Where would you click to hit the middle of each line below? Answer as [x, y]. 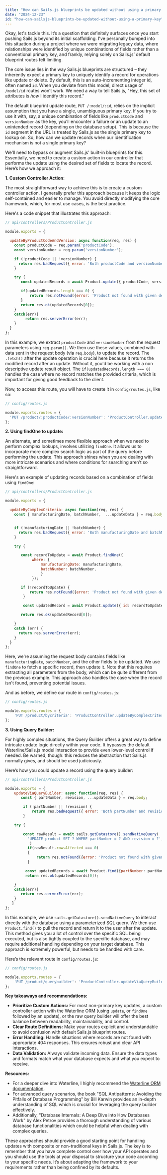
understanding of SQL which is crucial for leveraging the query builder [84, 1105]
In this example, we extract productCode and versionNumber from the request [83, 342]
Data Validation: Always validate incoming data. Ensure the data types [85, 1053]
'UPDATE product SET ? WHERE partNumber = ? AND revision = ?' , [95, 839]
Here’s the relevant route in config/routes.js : [52, 959]
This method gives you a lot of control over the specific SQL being [73, 933]
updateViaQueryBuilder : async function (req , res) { [69, 793]
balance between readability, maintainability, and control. [71, 1022]
